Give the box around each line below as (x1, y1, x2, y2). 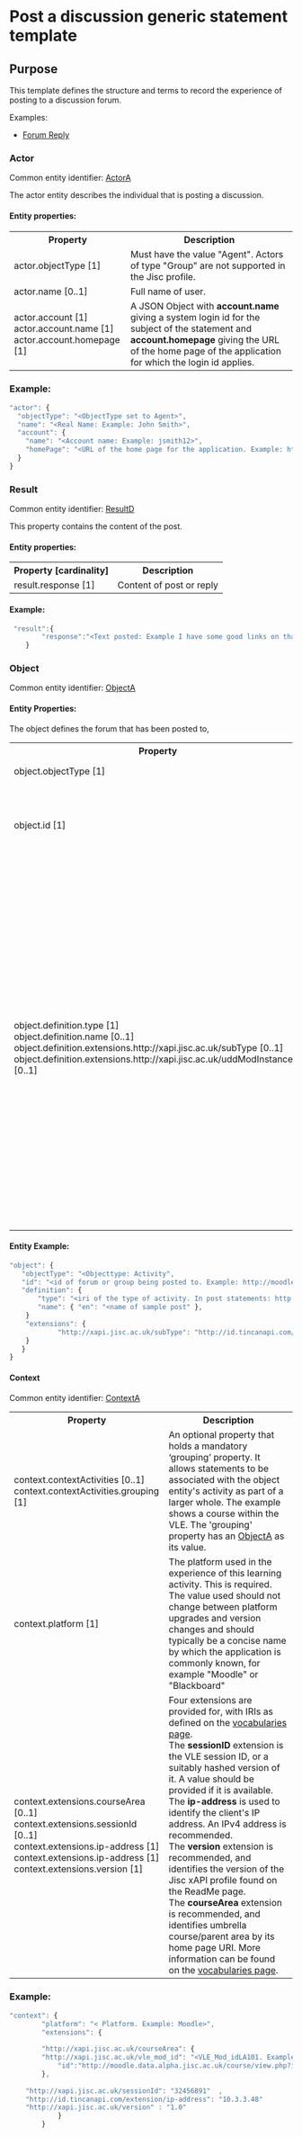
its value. (168, 1540, 207, 1553)
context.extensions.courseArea (13, 1795, 146, 1808)
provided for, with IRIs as (168, 1705, 274, 1718)
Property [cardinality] (13, 564, 110, 577)
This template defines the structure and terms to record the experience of (9, 85, 283, 95)
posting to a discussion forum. (9, 94, 122, 105)
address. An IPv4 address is (168, 1818, 287, 1830)
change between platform (168, 1600, 278, 1612)
